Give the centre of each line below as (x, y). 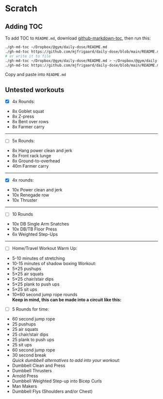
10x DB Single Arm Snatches (41, 224)
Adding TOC (24, 27)
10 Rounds (22, 214)
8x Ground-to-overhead (36, 161)
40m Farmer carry (30, 166)
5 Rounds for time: (31, 309)
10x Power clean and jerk (37, 190)
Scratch (21, 9)
